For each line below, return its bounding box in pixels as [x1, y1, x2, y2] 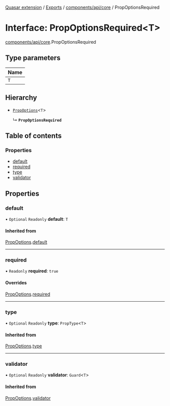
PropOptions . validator [5, 395, 51, 401]
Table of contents [5, 131, 62, 140]
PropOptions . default [5, 239, 48, 245]
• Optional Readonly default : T [5, 216, 68, 222]
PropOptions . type [5, 343, 42, 349]
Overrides [5, 280, 27, 286]
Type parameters [5, 53, 61, 63]
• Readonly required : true [5, 268, 59, 274]
